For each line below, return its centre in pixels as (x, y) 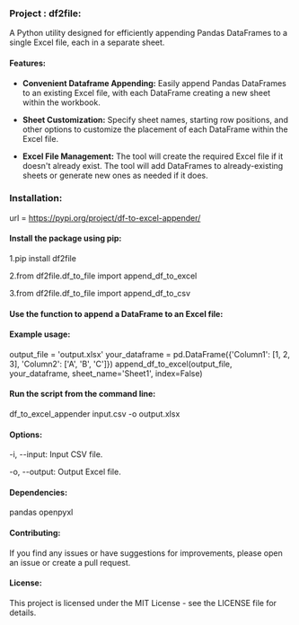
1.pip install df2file (43, 258)
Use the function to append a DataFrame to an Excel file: (116, 313)
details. (23, 612)
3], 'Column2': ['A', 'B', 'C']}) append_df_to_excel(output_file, (121, 364)
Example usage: (40, 334)
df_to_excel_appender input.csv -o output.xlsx (95, 414)
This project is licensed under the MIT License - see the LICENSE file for (143, 603)
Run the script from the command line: (83, 394)
